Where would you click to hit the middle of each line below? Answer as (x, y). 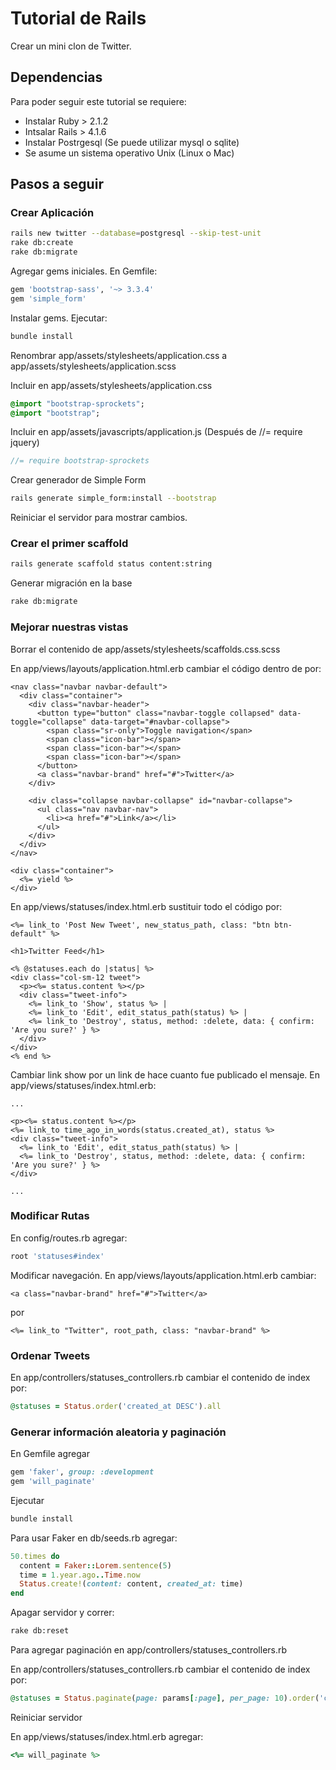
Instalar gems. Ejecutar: (59, 318)
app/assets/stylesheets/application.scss (93, 366)
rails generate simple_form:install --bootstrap (113, 498)
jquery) (25, 443)
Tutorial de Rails (78, 18)
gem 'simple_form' (48, 298)
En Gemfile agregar (50, 1454)
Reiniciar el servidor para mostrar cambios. (99, 518)
